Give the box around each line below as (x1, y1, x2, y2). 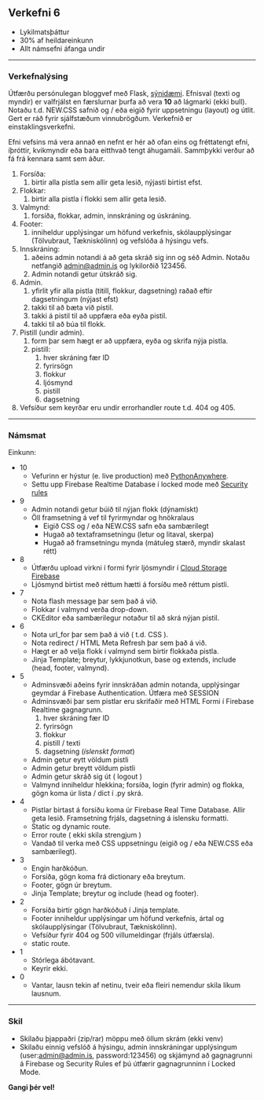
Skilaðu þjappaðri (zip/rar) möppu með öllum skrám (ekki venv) (19, 1033, 224, 1043)
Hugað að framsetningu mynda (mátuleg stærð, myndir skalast (42, 538, 246, 548)
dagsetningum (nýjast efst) (31, 295, 119, 304)
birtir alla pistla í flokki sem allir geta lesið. (31, 194, 167, 203)
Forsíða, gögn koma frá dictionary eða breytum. (31, 872, 186, 882)
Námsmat (8, 430, 46, 441)
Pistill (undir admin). (19, 328, 85, 337)
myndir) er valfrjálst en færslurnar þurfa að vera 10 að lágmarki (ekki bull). (8, 97, 247, 107)
